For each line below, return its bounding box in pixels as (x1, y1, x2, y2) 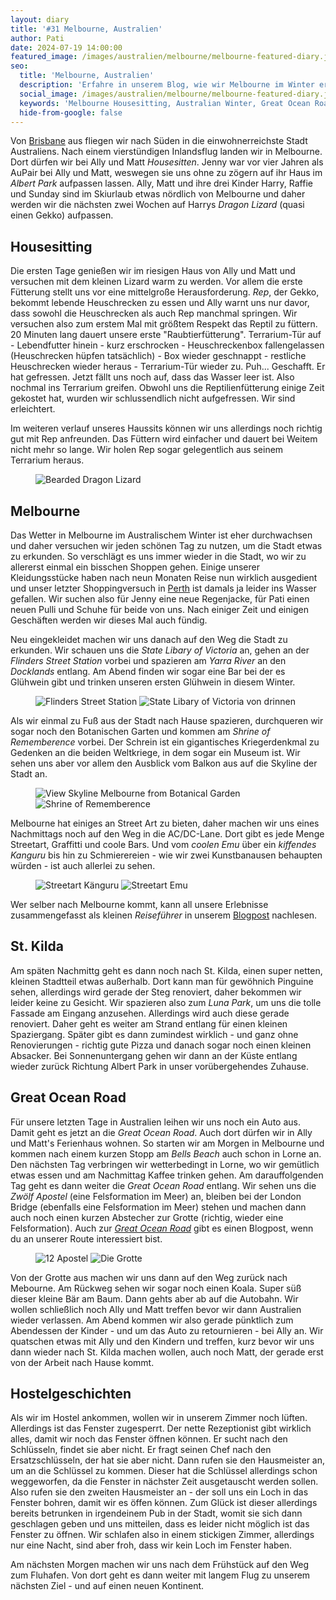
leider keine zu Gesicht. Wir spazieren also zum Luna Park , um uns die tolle (10, 996, 322, 1008)
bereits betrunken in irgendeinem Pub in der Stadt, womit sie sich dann (10, 1507, 303, 1520)
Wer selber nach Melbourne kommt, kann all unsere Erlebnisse (10, 899, 269, 910)
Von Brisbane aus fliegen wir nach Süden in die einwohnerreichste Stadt (10, 135, 308, 147)
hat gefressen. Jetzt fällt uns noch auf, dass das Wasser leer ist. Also (10, 371, 295, 383)
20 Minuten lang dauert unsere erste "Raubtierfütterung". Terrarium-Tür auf (10, 329, 322, 341)
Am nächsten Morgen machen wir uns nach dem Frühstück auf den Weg (10, 1559, 310, 1571)
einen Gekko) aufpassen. (10, 209, 114, 221)
